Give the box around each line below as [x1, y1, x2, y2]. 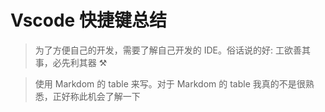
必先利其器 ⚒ [52, 56, 108, 68]
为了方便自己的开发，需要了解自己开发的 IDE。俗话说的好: [34, 44, 274, 56]
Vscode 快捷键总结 [10, 9, 167, 32]
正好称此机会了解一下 [52, 90, 141, 102]
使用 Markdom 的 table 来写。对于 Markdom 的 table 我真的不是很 [34, 77, 306, 90]
